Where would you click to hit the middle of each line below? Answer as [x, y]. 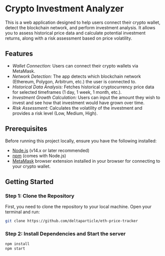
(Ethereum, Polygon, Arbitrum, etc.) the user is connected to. [74, 81]
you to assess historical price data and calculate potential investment [75, 33]
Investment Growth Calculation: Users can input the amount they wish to [86, 97]
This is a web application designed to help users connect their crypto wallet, [83, 22]
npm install [17, 244]
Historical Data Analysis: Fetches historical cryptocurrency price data [83, 87]
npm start [15, 249]
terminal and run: [22, 212]
